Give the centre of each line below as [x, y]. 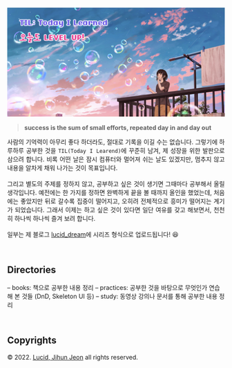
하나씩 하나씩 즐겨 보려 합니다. [55, 218]
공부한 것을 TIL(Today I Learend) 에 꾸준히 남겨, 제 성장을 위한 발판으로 [125, 150]
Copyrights [32, 341]
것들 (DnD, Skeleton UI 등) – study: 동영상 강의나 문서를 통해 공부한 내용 [119, 296]
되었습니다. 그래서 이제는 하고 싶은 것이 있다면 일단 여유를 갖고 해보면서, [113, 210]
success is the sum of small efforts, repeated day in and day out [118, 128]
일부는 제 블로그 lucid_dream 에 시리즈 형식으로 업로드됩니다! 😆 [93, 234]
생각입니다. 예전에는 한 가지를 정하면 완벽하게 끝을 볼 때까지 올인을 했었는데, [110, 192]
